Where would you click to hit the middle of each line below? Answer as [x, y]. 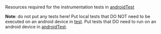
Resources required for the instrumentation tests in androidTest [70, 7]
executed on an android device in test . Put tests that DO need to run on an [81, 22]
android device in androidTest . [36, 27]
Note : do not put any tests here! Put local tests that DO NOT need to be [78, 16]
